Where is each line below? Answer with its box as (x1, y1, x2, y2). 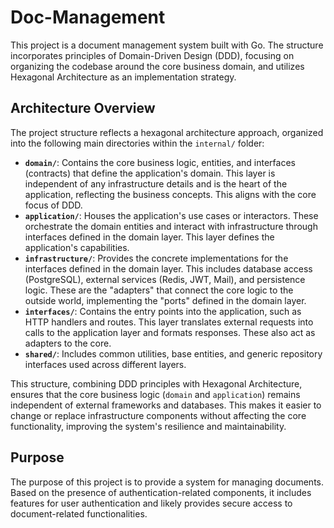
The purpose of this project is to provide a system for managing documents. (10, 476, 324, 488)
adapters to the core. (24, 337, 112, 349)
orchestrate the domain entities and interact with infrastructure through (24, 220, 318, 232)
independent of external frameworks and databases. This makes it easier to (10, 399, 322, 411)
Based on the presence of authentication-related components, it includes (10, 486, 312, 498)
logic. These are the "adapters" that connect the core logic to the (24, 284, 294, 296)
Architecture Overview (10, 100, 156, 117)
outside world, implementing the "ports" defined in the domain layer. (24, 294, 307, 306)
